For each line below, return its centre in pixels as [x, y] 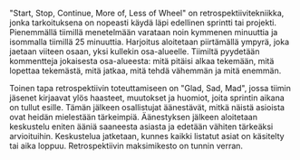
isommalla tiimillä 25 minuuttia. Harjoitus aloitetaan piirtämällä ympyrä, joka [150, 42]
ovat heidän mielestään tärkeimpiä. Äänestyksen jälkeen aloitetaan [134, 117]
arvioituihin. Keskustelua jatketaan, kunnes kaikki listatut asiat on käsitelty [147, 136]
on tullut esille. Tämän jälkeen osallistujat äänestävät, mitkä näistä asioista [147, 107]
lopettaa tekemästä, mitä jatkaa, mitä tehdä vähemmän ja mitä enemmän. [145, 71]
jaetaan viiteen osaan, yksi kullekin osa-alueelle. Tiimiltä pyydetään [135, 52]
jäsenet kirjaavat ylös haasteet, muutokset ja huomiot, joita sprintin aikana [147, 98]
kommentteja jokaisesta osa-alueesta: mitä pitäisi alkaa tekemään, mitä [142, 61]
